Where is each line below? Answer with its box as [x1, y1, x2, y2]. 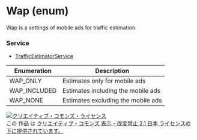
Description [95, 67, 130, 75]
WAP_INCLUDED [9, 87, 57, 95]
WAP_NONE [9, 96, 43, 105]
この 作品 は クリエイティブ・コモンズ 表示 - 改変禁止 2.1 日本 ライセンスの [6, 120, 191, 127]
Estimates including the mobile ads [62, 87, 161, 95]
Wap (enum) [6, 4, 69, 18]
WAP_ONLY [9, 77, 42, 85]
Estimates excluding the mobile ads [62, 96, 162, 105]
